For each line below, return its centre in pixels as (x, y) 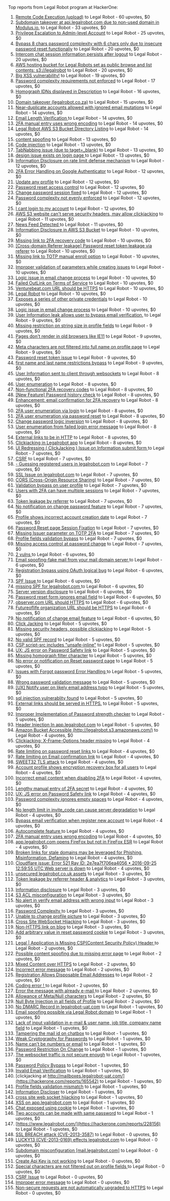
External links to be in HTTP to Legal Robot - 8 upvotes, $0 (76, 437)
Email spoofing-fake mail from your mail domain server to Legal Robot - (89, 560)
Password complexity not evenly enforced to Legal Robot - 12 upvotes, (88, 198)
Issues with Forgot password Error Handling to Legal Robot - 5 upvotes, (89, 671)
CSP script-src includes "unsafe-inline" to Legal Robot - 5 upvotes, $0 (87, 645)
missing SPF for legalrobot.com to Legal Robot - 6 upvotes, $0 (80, 586)
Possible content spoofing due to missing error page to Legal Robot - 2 (88, 953)
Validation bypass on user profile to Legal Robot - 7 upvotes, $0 (81, 485)
